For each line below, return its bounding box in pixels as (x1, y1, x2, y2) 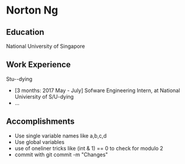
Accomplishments (6, 116, 75, 127)
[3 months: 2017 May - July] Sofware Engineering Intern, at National (14, 87, 180, 94)
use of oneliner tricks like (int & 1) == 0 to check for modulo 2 (14, 145, 164, 152)
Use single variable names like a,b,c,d (14, 132, 107, 139)
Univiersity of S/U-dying (14, 93, 74, 100)
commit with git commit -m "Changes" (14, 151, 108, 158)
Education (6, 27, 45, 37)
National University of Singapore (6, 42, 85, 50)
